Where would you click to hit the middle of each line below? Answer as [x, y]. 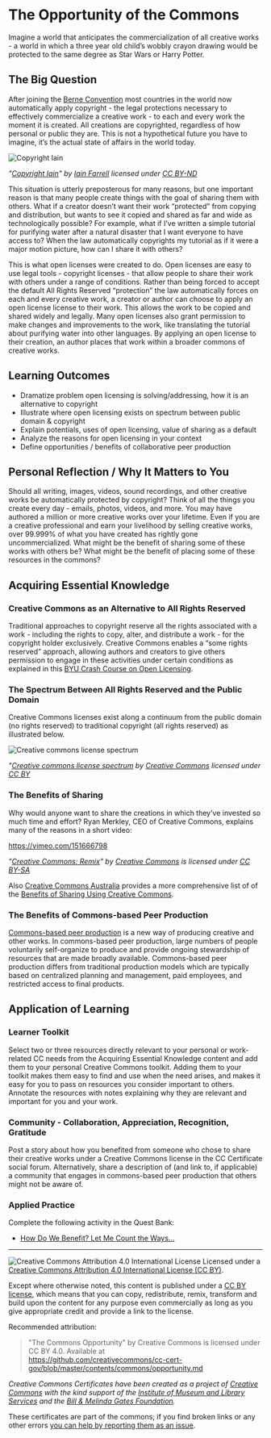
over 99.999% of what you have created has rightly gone [103, 534]
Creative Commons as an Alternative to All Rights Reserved [127, 608]
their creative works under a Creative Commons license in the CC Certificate [135, 1158]
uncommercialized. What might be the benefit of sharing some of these [127, 543]
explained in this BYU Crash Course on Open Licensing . [101, 669]
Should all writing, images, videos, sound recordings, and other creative [128, 491]
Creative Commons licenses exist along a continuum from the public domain [135, 717]
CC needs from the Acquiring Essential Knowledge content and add [146, 1058]
